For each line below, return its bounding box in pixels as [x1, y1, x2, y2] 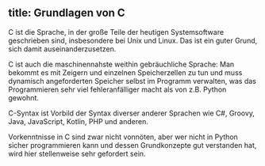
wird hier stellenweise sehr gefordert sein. [8, 149, 146, 158]
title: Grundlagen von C [8, 6, 125, 20]
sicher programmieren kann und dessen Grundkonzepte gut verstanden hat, [8, 140, 257, 149]
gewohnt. [8, 92, 40, 102]
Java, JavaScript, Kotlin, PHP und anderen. [8, 116, 148, 126]
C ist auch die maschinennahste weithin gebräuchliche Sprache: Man [8, 59, 235, 69]
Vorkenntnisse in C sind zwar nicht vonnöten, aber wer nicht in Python [8, 132, 238, 141]
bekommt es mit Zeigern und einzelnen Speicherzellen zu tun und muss [8, 67, 243, 77]
